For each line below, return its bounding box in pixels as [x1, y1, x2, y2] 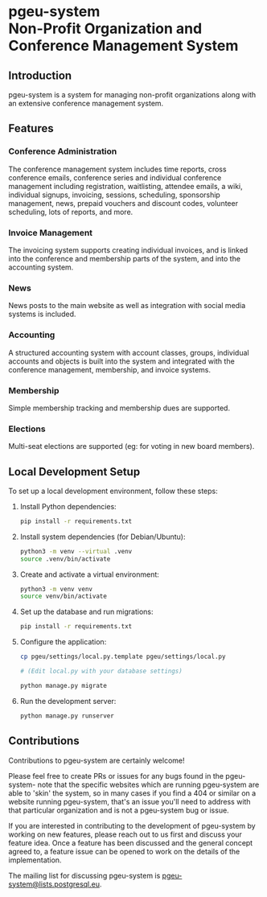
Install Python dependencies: [19, 501, 117, 511]
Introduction [8, 68, 72, 82]
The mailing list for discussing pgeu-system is [8, 870, 161, 880]
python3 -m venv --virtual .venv [19, 547, 133, 555]
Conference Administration [8, 146, 117, 157]
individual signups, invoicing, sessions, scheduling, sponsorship [8, 190, 221, 200]
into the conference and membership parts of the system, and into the [8, 253, 241, 263]
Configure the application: [19, 637, 107, 647]
